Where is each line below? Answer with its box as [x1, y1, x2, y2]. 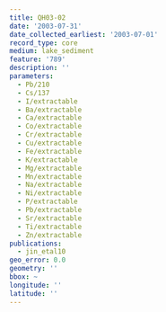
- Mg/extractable [17, 164, 83, 173]
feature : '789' [9, 55, 66, 64]
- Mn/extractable [17, 172, 83, 181]
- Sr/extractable [17, 213, 83, 223]
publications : [9, 239, 63, 248]
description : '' [9, 64, 70, 73]
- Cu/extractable [17, 138, 83, 147]
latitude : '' [9, 289, 58, 298]
